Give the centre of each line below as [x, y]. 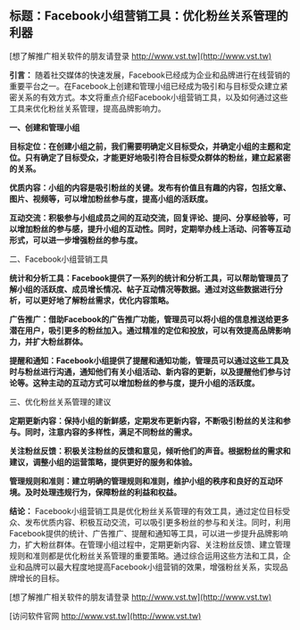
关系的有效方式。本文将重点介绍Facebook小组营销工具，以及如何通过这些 [152, 97]
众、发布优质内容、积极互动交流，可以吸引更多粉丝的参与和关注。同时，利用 [150, 522]
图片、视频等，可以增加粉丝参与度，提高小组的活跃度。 [111, 198]
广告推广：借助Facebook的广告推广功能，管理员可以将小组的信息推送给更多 [149, 319]
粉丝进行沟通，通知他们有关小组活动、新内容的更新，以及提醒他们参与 [154, 371]
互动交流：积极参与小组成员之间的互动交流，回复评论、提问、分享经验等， [146, 218]
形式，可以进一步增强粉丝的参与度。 [76, 240]
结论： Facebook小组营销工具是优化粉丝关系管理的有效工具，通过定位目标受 [150, 510]
